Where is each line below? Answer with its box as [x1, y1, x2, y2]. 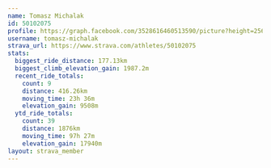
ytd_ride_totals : [15, 110, 74, 118]
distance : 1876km [22, 124, 81, 132]
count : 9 [22, 79, 52, 87]
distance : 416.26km [22, 86, 88, 95]
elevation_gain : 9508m [22, 102, 99, 110]
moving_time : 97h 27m [22, 132, 95, 140]
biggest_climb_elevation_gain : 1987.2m [15, 65, 150, 73]
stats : [7, 49, 30, 57]
